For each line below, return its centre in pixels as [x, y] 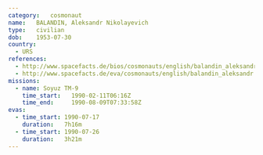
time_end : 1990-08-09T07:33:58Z [82, 103]
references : [27, 59]
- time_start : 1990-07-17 [58, 117]
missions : [24, 81]
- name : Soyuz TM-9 [47, 88]
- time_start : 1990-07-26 [58, 132]
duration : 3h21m [52, 139]
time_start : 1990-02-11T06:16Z [77, 96]
